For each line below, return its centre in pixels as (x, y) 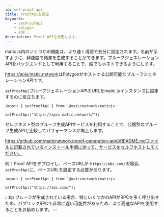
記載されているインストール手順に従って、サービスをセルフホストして (84, 147)
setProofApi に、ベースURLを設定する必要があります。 (60, 169)
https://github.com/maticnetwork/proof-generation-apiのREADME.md (76, 141)
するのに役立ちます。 (27, 96)
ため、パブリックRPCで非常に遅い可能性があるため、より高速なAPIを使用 (80, 203)
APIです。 (36, 80)
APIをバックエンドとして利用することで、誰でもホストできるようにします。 (81, 64)
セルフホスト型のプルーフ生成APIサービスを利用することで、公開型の (75, 124)
